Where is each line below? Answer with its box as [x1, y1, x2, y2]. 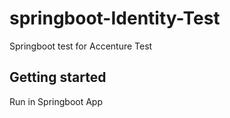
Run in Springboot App [9, 95, 103, 107]
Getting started [9, 69, 107, 86]
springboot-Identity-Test [9, 7, 221, 30]
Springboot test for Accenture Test [9, 40, 153, 52]
